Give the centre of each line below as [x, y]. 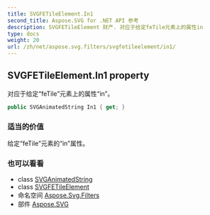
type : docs [23, 34]
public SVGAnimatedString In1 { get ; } [66, 107]
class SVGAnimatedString [55, 180]
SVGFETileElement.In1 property [78, 76]
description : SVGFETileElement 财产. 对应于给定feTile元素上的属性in [105, 27]
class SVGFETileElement [54, 187]
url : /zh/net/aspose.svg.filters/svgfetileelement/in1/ [92, 47]
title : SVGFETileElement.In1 [50, 14]
